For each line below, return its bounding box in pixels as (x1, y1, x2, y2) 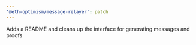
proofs (6, 31, 23, 39)
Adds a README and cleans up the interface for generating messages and (6, 25, 190, 32)
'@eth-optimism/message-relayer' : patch (6, 8, 109, 15)
